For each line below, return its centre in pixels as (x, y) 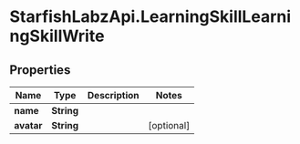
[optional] (169, 125)
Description (113, 95)
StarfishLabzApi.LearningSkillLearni (150, 17)
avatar (28, 125)
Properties (40, 70)
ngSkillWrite (57, 36)
